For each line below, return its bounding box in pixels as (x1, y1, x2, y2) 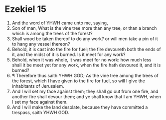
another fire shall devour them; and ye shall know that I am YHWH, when (11, 93, 162, 100)
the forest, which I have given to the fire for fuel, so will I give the (11, 78, 146, 84)
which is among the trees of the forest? (11, 30, 93, 36)
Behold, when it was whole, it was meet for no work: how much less (11, 57, 152, 62)
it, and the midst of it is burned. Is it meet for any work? (11, 51, 126, 58)
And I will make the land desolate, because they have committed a (11, 104, 148, 110)
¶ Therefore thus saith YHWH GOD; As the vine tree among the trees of (11, 72, 159, 78)
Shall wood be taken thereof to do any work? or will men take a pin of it (11, 36, 158, 42)
